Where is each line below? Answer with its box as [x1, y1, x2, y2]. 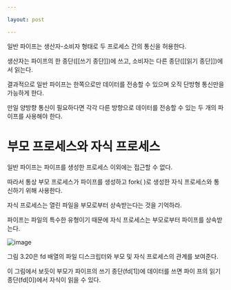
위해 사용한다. [25, 186, 63, 194]
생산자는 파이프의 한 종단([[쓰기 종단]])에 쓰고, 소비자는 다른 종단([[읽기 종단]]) [7, 57, 218, 65]
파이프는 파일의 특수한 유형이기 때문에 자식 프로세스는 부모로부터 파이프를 [7, 215, 205, 224]
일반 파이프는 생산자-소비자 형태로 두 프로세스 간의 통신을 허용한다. [7, 42, 187, 50]
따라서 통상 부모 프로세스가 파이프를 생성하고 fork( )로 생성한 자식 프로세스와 [7, 177, 212, 186]
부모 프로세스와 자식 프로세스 [7, 139, 161, 154]
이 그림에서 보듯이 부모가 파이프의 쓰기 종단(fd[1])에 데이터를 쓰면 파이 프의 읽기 [7, 267, 221, 275]
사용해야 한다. [25, 112, 63, 120]
